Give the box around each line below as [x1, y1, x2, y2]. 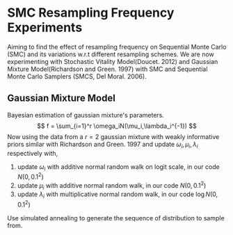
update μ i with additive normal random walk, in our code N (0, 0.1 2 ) [17, 180, 207, 191]
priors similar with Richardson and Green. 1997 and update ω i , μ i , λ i [7, 140, 198, 150]
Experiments [7, 19, 83, 35]
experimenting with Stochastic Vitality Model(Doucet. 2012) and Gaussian [7, 57, 218, 65]
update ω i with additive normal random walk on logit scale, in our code [17, 162, 220, 172]
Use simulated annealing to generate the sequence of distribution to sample [7, 213, 225, 222]
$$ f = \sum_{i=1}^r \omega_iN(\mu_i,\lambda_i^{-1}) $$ [37, 122, 197, 130]
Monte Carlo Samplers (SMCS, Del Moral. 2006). [7, 72, 147, 81]
